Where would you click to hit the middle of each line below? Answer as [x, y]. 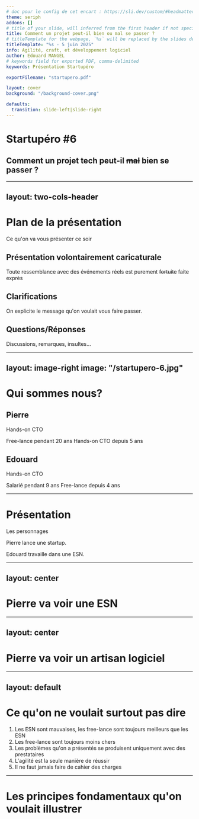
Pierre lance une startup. [36, 542]
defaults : [18, 104]
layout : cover [24, 88]
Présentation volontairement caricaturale [84, 257]
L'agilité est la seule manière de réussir [62, 760]
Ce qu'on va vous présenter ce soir [49, 239]
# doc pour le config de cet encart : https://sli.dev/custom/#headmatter [100, 12]
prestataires [29, 754]
